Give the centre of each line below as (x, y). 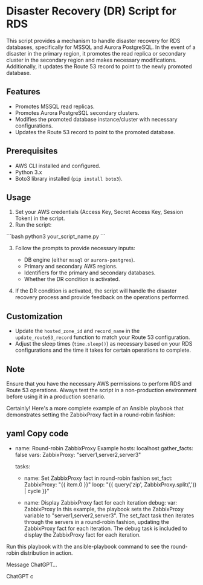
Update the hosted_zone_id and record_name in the (77, 331)
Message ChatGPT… (32, 564)
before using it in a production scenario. (56, 396)
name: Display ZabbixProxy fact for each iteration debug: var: (100, 502)
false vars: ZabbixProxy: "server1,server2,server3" (78, 454)
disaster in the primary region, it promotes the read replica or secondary (96, 53)
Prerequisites (32, 151)
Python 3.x (28, 172)
